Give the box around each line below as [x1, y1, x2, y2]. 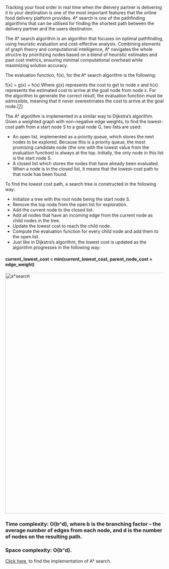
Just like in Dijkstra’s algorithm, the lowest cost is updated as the [12, 239, 147, 245]
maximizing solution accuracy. [5, 63, 68, 68]
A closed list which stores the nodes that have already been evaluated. [12, 161, 159, 166]
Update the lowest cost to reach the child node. [12, 223, 111, 229]
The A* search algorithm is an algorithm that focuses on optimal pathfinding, [5, 35, 163, 41]
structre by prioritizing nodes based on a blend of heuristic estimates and [5, 51, 157, 58]
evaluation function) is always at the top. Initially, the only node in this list [12, 150, 164, 156]
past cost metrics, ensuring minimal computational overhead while [5, 57, 143, 63]
